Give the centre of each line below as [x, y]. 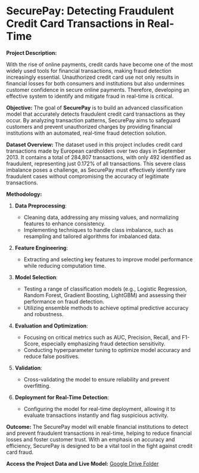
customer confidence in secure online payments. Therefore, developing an [98, 89]
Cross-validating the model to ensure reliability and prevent [97, 379]
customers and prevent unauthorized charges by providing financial [89, 126]
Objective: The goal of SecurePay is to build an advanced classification [94, 107]
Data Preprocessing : [41, 205]
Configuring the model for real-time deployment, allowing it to [99, 409]
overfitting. [37, 385]
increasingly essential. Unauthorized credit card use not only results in [93, 77]
